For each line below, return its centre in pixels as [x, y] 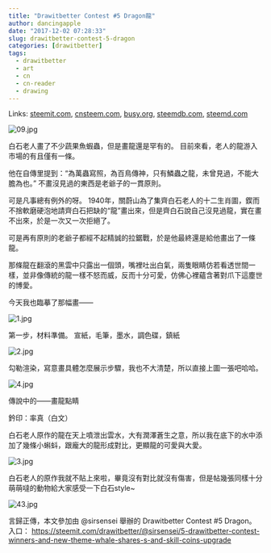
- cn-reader [36, 83]
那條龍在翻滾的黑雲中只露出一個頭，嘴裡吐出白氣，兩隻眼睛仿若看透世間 [128, 265]
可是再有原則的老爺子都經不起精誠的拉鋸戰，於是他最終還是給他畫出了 [125, 238]
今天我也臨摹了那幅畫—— [51, 303]
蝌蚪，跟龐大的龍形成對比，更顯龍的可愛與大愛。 [125, 446]
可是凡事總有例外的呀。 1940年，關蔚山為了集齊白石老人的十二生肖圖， [127, 201]
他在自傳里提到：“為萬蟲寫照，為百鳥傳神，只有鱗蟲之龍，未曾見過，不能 [130, 174]
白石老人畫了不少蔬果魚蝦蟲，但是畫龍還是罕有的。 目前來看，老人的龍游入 [133, 146]
